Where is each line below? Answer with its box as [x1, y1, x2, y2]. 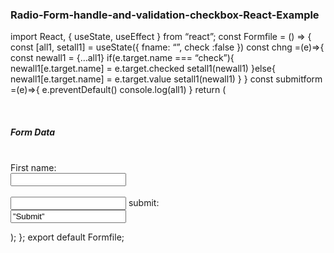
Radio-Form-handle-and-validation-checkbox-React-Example [10, 8, 320, 22]
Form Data [10, 126, 56, 138]
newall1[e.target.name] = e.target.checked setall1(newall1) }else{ [10, 63, 276, 75]
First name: [10, 162, 57, 174]
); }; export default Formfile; [10, 231, 125, 243]
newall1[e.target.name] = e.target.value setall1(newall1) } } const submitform [10, 73, 323, 85]
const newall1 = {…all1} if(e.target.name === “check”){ [10, 52, 235, 64]
